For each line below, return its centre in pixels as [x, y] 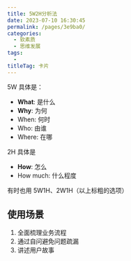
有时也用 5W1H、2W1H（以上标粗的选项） [68, 190]
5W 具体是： [25, 87]
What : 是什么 [36, 102]
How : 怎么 [32, 166]
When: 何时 [34, 119]
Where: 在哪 [35, 137]
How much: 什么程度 [47, 175]
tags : [15, 53]
